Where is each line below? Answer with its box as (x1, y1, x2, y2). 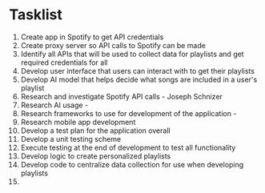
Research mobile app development (20, 117, 136, 127)
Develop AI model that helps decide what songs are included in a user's (20, 74, 258, 84)
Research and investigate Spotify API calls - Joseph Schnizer (20, 91, 223, 101)
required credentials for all (20, 58, 108, 67)
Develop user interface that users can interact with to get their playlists (20, 66, 255, 75)
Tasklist (9, 6, 62, 24)
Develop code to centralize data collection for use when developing (20, 159, 244, 169)
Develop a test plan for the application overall (20, 126, 171, 135)
